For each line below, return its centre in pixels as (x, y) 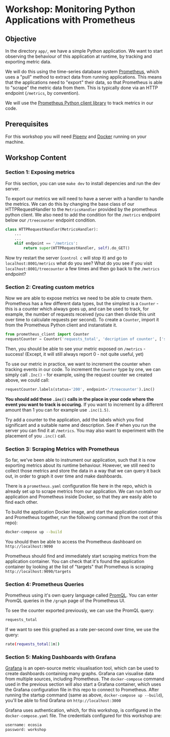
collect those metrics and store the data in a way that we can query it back (83, 471)
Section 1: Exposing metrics (40, 172)
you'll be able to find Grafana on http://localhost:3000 (63, 701)
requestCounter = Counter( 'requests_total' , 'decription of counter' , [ (83, 339)
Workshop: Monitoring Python (70, 9)
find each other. (22, 502)
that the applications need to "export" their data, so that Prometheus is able (84, 82)
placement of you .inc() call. (36, 436)
